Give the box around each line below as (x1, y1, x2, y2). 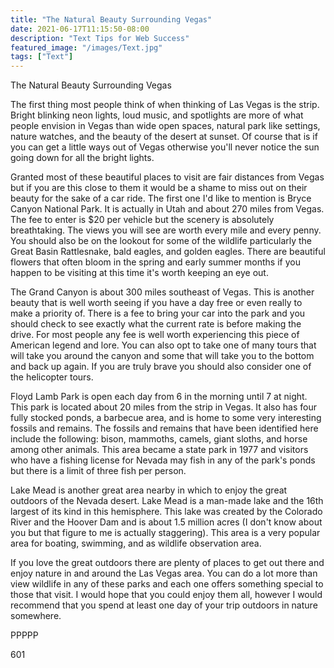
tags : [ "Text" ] (10, 52, 74, 62)
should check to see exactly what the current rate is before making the (10, 318, 302, 330)
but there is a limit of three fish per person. (10, 465, 187, 477)
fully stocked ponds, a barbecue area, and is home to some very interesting (10, 412, 322, 424)
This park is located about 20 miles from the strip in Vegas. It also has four (10, 401, 317, 413)
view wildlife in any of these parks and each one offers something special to (10, 578, 324, 590)
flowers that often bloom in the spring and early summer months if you (10, 256, 301, 268)
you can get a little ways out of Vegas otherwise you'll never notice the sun (10, 141, 320, 153)
